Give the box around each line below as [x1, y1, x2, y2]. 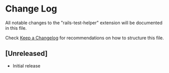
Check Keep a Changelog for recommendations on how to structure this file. [5, 35, 164, 41]
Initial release [12, 62, 40, 68]
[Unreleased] [5, 49, 48, 58]
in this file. [5, 25, 27, 31]
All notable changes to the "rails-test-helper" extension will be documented [5, 20, 163, 26]
